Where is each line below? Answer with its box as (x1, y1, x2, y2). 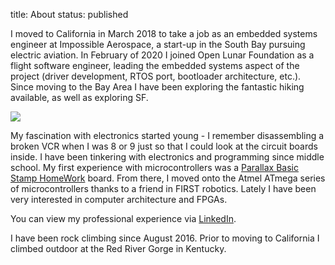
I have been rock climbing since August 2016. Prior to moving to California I (10, 232, 320, 244)
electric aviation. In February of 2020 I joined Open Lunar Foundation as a (10, 49, 315, 61)
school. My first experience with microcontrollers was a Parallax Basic (10, 162, 299, 173)
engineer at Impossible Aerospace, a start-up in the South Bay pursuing (10, 39, 306, 50)
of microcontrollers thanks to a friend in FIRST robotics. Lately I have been (10, 183, 317, 194)
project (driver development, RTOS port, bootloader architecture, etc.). (10, 70, 302, 82)
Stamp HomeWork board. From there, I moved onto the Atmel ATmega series (10, 172, 326, 184)
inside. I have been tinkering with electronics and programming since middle (10, 151, 325, 163)
